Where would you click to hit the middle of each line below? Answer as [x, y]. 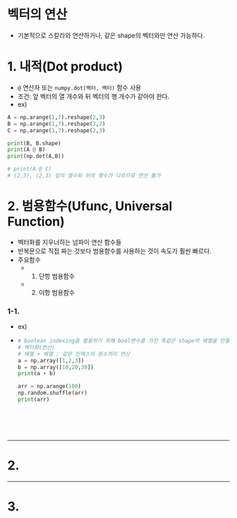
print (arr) [34, 400]
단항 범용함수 [57, 276]
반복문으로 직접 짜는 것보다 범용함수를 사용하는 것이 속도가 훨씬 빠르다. [114, 251]
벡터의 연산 [37, 14]
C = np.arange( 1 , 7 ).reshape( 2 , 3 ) [56, 130]
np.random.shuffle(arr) [53, 393]
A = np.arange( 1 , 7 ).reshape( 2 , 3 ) [56, 117]
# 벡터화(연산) [36, 347]
